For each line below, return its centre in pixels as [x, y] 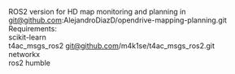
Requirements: [33, 29]
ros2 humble [30, 63]
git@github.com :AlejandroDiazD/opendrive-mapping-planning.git [118, 20]
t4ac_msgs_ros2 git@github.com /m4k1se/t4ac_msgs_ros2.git [112, 46]
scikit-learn [27, 37]
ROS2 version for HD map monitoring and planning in [97, 12]
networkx [24, 54]
